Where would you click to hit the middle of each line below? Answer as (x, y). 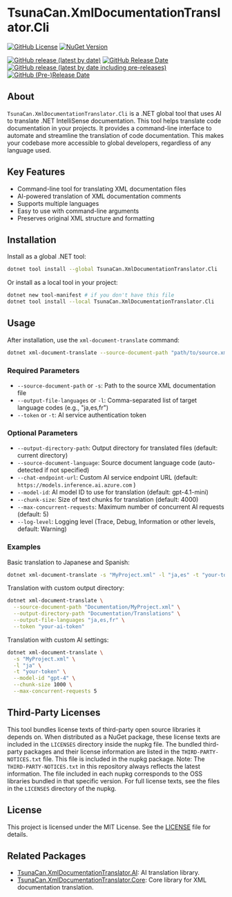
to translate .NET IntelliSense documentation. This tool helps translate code (114, 121)
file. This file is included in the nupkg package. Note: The (124, 759)
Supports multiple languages (58, 203)
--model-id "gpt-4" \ (45, 678)
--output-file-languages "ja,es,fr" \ (69, 620)
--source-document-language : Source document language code (107, 463)
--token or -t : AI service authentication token (82, 415)
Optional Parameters (42, 433)
